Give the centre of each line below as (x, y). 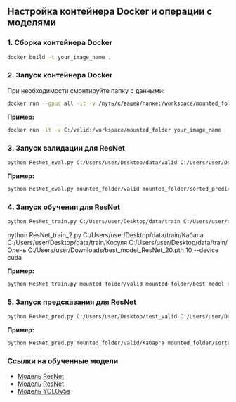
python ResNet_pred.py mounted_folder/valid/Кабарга (86, 343)
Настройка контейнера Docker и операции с (110, 12)
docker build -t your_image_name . (59, 57)
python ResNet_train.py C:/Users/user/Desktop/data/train (94, 221)
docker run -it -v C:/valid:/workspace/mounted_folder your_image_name (114, 130)
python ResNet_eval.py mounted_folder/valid (73, 189)
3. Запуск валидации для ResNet (66, 148)
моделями (32, 23)
